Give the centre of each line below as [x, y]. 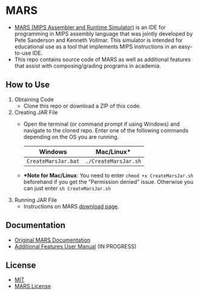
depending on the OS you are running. [71, 137]
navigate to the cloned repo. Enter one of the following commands [106, 130]
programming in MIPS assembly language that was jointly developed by [103, 33]
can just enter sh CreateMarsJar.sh [67, 188]
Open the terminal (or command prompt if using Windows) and [102, 124]
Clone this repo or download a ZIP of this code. [82, 106]
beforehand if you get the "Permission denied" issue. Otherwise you [108, 181]
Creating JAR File [36, 112]
